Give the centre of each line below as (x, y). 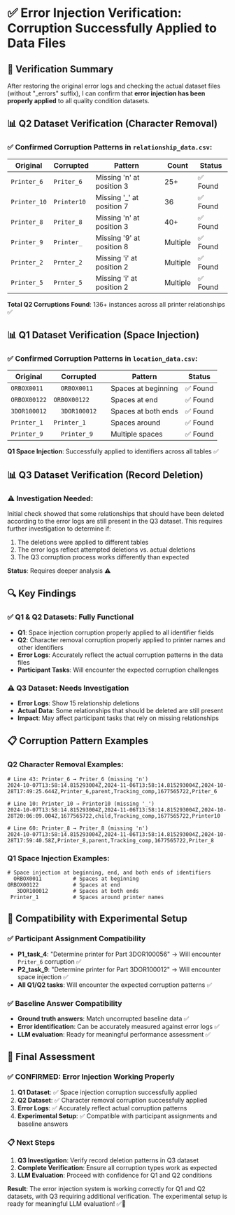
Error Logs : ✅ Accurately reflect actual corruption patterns (102, 1108)
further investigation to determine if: (59, 529)
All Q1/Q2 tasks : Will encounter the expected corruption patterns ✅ (115, 985)
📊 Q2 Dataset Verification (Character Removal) (113, 124)
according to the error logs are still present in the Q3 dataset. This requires (115, 522)
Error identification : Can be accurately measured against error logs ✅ (119, 1027)
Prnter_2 (68, 262)
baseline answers (43, 1124)
